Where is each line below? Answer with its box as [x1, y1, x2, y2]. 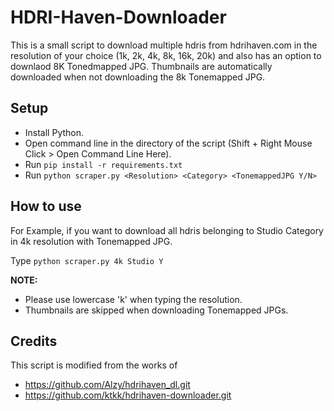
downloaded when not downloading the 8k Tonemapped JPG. [10, 71, 266, 83]
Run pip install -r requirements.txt [24, 158, 183, 170]
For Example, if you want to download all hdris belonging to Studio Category [10, 224, 324, 236]
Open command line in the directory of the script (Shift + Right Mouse [24, 137, 313, 149]
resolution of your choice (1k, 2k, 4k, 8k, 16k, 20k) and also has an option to [10, 49, 322, 61]
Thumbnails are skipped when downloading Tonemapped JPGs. [24, 304, 289, 316]
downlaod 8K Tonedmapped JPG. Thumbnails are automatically [10, 60, 273, 72]
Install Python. [24, 126, 85, 138]
